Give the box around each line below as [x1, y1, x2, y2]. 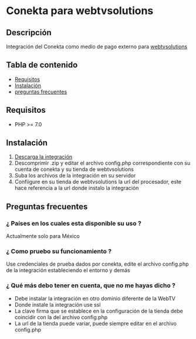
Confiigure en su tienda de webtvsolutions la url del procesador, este [14, 178, 182, 186]
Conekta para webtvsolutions [6, 4, 154, 18]
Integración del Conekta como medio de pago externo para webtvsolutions [6, 43, 188, 50]
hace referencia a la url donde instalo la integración [14, 184, 139, 192]
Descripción [6, 28, 52, 38]
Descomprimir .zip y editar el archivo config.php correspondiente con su [14, 160, 191, 167]
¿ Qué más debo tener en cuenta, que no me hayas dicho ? [6, 281, 176, 290]
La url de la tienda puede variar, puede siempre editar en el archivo [14, 320, 177, 327]
